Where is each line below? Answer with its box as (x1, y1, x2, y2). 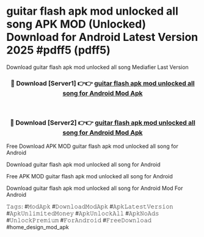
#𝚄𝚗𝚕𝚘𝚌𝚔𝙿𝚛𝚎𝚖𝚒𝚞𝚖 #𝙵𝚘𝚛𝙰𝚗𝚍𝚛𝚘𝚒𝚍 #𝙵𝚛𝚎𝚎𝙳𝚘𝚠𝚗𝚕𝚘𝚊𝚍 (6, 216, 151, 224)
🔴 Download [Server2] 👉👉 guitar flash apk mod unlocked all (10, 119, 195, 127)
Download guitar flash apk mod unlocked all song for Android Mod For (6, 184, 183, 192)
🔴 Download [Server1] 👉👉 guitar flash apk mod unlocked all (10, 79, 195, 87)
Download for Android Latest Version (6, 31, 199, 44)
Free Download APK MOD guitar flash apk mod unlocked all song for (6, 142, 178, 150)
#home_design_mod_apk (6, 223, 69, 230)
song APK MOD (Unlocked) (6, 17, 147, 31)
